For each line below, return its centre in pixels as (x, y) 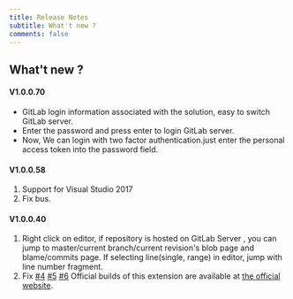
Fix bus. (36, 199)
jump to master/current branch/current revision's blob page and (138, 248)
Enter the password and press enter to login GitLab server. (128, 130)
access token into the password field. (90, 149)
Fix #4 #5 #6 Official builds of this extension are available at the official (151, 276)
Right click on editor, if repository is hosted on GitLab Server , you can (149, 239)
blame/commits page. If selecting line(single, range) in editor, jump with (152, 257)
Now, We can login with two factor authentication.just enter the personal (153, 140)
